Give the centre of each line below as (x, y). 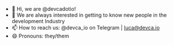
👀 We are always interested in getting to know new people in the (89, 15)
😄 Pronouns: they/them (40, 36)
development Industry (38, 21)
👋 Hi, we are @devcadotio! (44, 9)
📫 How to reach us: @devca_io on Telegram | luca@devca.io (86, 28)
